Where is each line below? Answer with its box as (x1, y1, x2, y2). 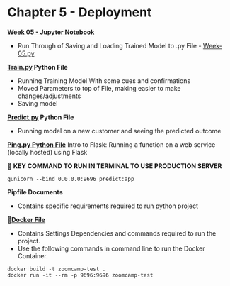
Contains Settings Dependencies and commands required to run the (17, 229, 217, 238)
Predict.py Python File (7, 113, 74, 121)
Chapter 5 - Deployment (7, 4, 152, 21)
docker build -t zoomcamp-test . (7, 265, 106, 273)
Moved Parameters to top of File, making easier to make (17, 84, 181, 92)
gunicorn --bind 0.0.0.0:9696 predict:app (7, 175, 134, 182)
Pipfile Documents (7, 187, 63, 196)
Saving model (17, 99, 58, 107)
